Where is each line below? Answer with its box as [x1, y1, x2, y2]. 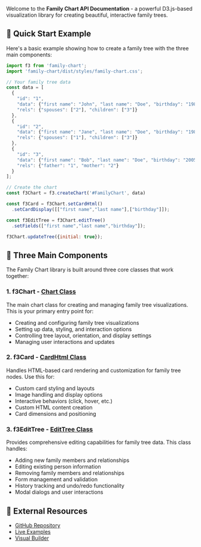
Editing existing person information [14, 463, 102, 470]
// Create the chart [6, 185, 58, 191]
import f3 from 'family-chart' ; [6, 62, 87, 68]
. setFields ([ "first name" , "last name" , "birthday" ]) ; [11, 223, 146, 229]
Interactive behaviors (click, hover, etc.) [14, 397, 112, 404]
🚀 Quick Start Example [6, 29, 92, 39]
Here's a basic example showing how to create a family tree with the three [6, 44, 189, 52]
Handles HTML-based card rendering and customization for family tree [6, 367, 181, 374]
